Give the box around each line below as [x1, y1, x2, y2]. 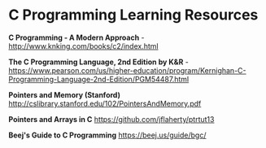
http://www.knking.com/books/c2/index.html [8, 41, 159, 50]
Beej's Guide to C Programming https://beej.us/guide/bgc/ [8, 130, 207, 140]
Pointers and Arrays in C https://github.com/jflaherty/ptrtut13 [8, 114, 215, 124]
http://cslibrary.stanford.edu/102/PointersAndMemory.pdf [8, 98, 202, 108]
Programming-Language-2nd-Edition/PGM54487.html [8, 74, 190, 84]
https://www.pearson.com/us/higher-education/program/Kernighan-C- [8, 65, 246, 75]
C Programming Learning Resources [8, 6, 259, 24]
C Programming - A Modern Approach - [8, 33, 145, 42]
